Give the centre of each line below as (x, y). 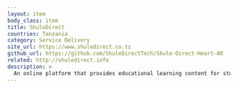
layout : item (27, 14)
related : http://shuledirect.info (58, 60)
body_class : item (33, 21)
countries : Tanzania (38, 34)
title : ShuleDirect (36, 27)
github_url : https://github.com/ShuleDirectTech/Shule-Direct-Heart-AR (115, 54)
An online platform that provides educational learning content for (117, 73)
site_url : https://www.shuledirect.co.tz (69, 47)
